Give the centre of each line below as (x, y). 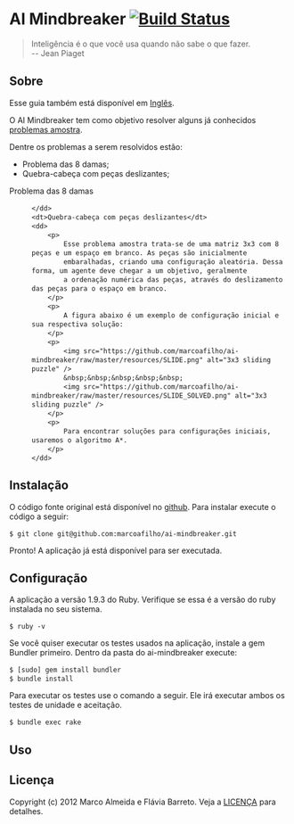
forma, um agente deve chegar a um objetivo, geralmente (139, 271)
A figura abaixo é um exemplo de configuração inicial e (171, 315)
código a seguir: (39, 516)
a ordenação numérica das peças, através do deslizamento (173, 280)
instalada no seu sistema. (56, 609)
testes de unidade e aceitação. (66, 705)
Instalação (39, 486)
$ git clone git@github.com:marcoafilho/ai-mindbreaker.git (123, 534)
